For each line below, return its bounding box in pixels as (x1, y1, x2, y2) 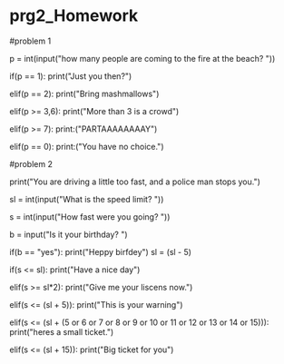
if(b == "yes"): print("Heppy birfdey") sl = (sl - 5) (9, 246, 192, 257)
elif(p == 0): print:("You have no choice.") (9, 141, 165, 152)
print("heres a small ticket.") (9, 326, 114, 337)
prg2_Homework (9, 5, 139, 26)
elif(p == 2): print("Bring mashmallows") (9, 88, 160, 99)
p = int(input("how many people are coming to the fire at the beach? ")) (9, 53, 276, 64)
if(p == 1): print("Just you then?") (9, 70, 132, 82)
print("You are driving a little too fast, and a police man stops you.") (9, 176, 261, 187)
